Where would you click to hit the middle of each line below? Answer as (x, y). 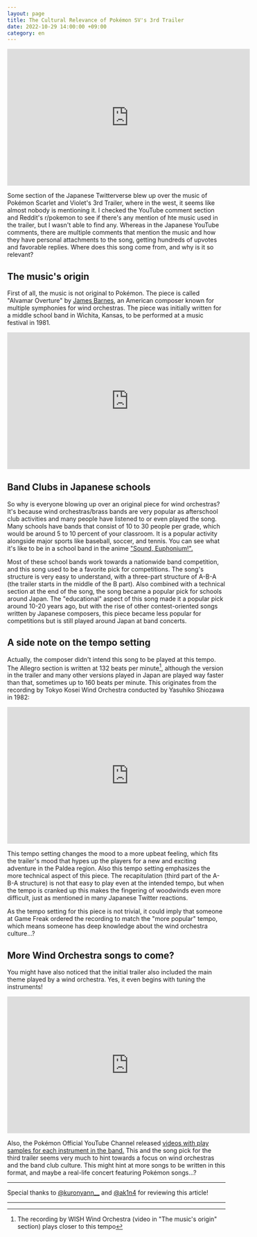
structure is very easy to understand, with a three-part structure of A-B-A (112, 576)
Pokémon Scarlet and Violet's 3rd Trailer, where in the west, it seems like (111, 203)
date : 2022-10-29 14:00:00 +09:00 (57, 26)
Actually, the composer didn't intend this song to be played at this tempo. (112, 659)
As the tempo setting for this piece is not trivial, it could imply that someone (115, 911)
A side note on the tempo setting (79, 643)
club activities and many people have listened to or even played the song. (112, 519)
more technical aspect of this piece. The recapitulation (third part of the (109, 876)
